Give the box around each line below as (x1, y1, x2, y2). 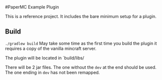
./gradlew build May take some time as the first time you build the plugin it (5, 40, 157, 46)
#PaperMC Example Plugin (5, 4, 59, 10)
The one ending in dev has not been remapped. (5, 69, 100, 75)
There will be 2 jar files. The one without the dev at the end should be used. (5, 64, 157, 70)
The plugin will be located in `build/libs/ (5, 55, 85, 61)
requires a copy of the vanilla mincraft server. (5, 46, 97, 51)
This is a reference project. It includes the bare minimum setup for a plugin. (5, 14, 157, 19)
